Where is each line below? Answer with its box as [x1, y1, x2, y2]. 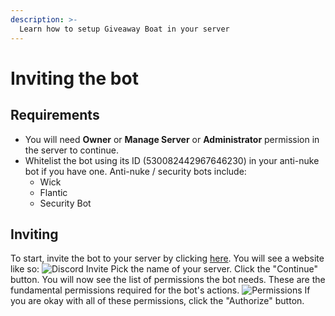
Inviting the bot [10, 67, 139, 90]
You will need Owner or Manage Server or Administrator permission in [24, 133, 320, 145]
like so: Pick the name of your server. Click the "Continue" [10, 263, 319, 275]
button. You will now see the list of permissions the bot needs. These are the [10, 274, 326, 286]
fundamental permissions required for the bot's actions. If [10, 284, 311, 296]
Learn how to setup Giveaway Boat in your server [19, 24, 230, 34]
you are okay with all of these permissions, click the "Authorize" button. [10, 295, 305, 307]
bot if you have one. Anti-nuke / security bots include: [24, 165, 247, 177]
